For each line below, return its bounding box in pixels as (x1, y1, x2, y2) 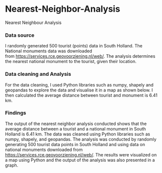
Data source (5, 32, 35, 39)
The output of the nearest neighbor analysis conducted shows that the (5, 121, 147, 127)
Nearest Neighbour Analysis (5, 20, 62, 25)
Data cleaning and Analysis (5, 71, 72, 78)
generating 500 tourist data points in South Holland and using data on (5, 141, 145, 147)
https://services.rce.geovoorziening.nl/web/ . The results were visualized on (5, 151, 157, 157)
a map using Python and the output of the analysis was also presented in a (5, 157, 155, 163)
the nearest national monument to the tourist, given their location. (5, 59, 137, 65)
